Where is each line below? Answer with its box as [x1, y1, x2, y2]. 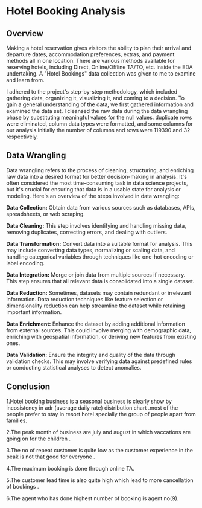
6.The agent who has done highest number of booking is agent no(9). [6, 494, 179, 502]
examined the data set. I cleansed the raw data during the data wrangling [6, 108, 188, 114]
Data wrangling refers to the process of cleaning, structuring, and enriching [6, 166, 194, 173]
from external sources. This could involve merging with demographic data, [6, 326, 192, 333]
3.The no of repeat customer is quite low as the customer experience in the [6, 446, 193, 454]
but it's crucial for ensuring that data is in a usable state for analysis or [6, 185, 181, 193]
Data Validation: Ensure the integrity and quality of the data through [6, 351, 176, 358]
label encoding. [6, 259, 45, 266]
